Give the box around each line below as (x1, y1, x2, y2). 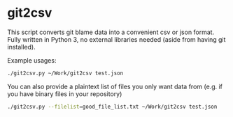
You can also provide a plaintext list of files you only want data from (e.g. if (7, 82, 223, 91)
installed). (7, 42, 36, 51)
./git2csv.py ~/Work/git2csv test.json (7, 70, 124, 77)
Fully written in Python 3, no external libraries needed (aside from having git (7, 35, 226, 43)
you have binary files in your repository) (7, 89, 122, 98)
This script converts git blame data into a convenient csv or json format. (7, 28, 215, 36)
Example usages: (7, 56, 57, 64)
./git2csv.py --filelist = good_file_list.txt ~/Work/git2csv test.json (7, 103, 218, 110)
